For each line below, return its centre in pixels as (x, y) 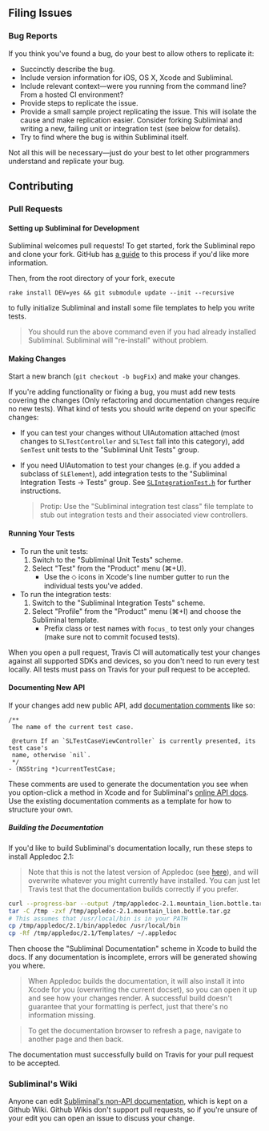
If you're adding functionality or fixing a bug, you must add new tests (122, 392)
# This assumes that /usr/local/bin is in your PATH (98, 918)
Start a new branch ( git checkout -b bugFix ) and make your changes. (124, 376)
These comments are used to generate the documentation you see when (128, 784)
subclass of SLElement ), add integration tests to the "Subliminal (123, 474)
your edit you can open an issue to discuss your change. (102, 1118)
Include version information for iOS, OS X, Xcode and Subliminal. (126, 77)
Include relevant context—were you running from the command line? (133, 86)
